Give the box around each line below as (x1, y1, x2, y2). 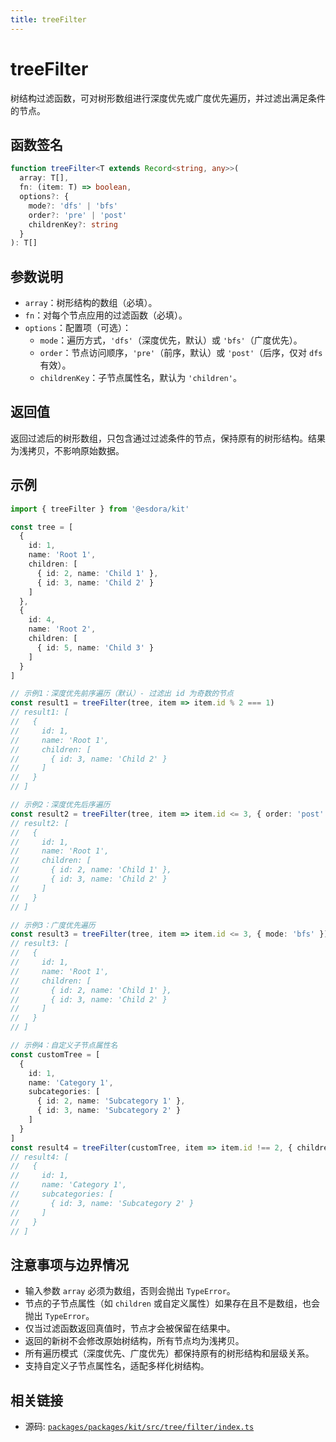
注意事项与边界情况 (10, 1256, 129, 1273)
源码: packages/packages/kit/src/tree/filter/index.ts (24, 1421, 255, 1433)
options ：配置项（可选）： (24, 322, 132, 334)
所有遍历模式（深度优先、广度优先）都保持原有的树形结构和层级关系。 (24, 1347, 315, 1360)
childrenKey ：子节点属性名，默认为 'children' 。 (39, 372, 242, 384)
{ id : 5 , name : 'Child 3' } (36, 642, 155, 653)
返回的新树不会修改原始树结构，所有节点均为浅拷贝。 (24, 1335, 245, 1347)
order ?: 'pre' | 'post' (28, 210, 128, 220)
